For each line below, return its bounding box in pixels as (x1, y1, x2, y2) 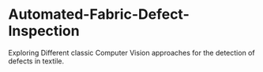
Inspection (8, 22, 81, 40)
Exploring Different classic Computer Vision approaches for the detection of (8, 48, 255, 57)
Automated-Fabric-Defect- (8, 5, 190, 23)
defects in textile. (8, 56, 65, 66)
